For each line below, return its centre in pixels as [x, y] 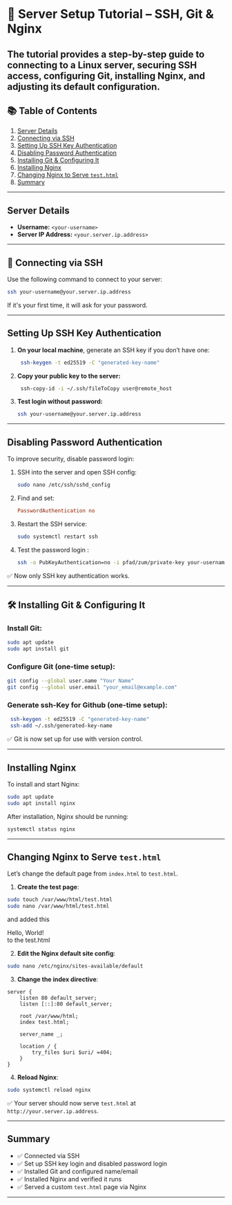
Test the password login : [53, 550]
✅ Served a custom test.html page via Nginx [82, 1186]
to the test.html [29, 940]
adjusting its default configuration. [84, 87]
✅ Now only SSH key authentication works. [68, 575]
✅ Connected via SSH [48, 1155]
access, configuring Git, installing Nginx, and [106, 76]
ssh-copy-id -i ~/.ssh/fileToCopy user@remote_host [96, 388]
